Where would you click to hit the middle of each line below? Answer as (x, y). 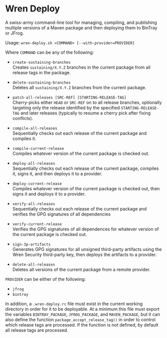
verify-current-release (37, 224)
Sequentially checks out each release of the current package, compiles (85, 168)
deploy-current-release (37, 184)
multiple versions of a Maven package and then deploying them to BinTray (81, 27)
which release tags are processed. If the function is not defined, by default (82, 325)
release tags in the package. (41, 72)
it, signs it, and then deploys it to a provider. (57, 173)
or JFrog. (14, 33)
